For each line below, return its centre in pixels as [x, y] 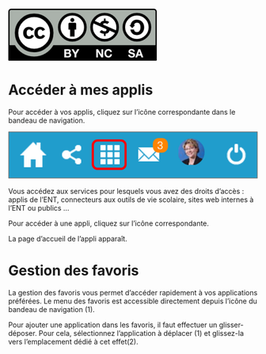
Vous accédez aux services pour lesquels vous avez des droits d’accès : [126, 191]
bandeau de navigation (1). [51, 309]
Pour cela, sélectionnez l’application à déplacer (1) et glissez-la [141, 333]
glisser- [231, 325]
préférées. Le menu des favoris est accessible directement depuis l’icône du [133, 301]
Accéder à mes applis [81, 90]
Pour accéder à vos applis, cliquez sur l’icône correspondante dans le [122, 112]
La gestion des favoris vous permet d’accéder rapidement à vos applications [133, 292]
